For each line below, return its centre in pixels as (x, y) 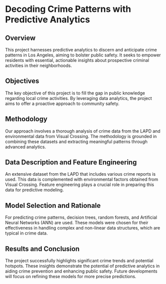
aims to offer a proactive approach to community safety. (62, 103)
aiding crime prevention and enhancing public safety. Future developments (81, 271)
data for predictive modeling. (35, 190)
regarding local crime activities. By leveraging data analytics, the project (79, 98)
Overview (21, 38)
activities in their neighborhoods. (39, 66)
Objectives (22, 81)
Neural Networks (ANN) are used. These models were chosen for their (77, 223)
